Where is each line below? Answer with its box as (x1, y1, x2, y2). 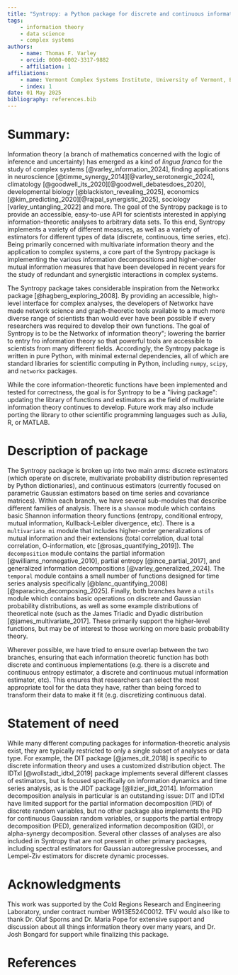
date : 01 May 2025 (7, 89, 62, 96)
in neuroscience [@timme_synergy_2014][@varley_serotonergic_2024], (7, 172, 215, 181)
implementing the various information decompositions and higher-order (7, 255, 216, 263)
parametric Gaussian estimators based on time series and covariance (7, 489, 210, 497)
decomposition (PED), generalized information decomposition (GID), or (7, 821, 214, 830)
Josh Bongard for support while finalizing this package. (7, 930, 169, 938)
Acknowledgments (7, 877, 122, 892)
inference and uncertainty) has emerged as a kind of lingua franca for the (7, 157, 223, 166)
